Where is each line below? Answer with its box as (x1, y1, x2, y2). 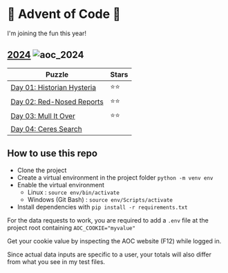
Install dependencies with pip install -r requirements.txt (17, 203, 188, 211)
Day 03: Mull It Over (10, 111, 76, 121)
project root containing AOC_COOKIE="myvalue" (7, 223, 136, 232)
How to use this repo (7, 148, 98, 160)
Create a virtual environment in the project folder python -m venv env (17, 173, 213, 182)
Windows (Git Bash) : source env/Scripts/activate (27, 195, 173, 203)
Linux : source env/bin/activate (27, 188, 120, 196)
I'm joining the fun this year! (7, 29, 87, 37)
